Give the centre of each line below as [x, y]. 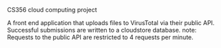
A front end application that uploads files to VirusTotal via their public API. [111, 23]
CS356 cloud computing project [52, 10]
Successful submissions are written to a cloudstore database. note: [102, 30]
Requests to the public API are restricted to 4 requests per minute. [100, 37]
